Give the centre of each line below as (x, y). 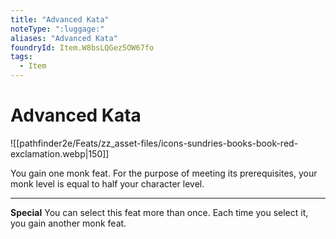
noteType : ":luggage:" (57, 29)
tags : (21, 57)
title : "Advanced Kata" (60, 19)
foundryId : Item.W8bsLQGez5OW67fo (82, 47)
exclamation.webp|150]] (60, 153)
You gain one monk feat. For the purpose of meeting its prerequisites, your (164, 173)
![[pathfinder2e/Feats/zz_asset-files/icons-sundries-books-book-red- (154, 143)
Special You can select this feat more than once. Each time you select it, (159, 212)
